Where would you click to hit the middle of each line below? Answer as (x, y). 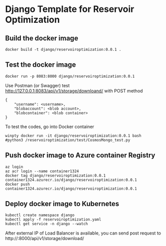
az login (14, 167)
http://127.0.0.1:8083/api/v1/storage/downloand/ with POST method (74, 91)
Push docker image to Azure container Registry (80, 155)
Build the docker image (42, 38)
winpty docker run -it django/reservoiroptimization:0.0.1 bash (73, 135)
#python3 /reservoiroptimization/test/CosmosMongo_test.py (68, 140)
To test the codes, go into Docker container (50, 126)
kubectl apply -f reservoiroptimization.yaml (53, 220)
